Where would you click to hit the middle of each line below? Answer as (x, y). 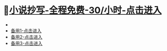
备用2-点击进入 (26, 37)
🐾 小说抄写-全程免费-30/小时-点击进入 (82, 10)
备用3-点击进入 (26, 43)
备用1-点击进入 (26, 30)
